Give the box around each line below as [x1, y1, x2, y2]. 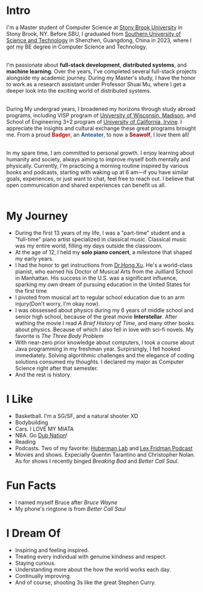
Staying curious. [14, 559, 56, 567]
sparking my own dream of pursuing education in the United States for [14, 280, 191, 288]
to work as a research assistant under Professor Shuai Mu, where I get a [6, 80, 186, 88]
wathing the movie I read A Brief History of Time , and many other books [14, 319, 195, 326]
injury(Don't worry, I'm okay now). [14, 300, 100, 307]
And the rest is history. [14, 371, 71, 378]
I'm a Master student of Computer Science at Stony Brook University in [6, 24, 183, 31]
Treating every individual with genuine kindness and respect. [14, 553, 167, 560]
